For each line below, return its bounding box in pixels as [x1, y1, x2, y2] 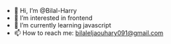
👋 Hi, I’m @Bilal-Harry [13, 7, 77, 14]
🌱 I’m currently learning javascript [13, 21, 111, 29]
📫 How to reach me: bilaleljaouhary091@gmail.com [13, 29, 163, 37]
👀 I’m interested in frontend [13, 14, 93, 22]
